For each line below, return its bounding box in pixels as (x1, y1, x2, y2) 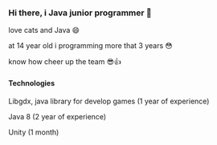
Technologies (8, 78, 55, 87)
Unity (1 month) (8, 127, 59, 137)
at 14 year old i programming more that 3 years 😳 (8, 41, 173, 50)
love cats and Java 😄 (8, 26, 80, 35)
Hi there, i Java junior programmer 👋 (8, 7, 153, 18)
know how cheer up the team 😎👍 (8, 57, 122, 66)
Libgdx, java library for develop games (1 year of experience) (8, 96, 210, 106)
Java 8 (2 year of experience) (8, 111, 107, 121)
